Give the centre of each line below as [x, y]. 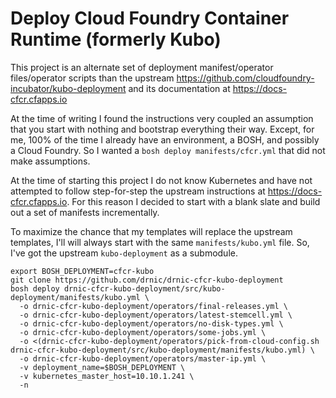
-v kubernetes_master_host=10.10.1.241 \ [107, 376]
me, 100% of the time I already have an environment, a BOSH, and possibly [165, 139]
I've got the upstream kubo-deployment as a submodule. [124, 253]
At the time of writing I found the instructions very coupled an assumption [162, 118]
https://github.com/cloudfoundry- [245, 78]
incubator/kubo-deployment [68, 88]
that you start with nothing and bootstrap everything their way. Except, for [162, 129]
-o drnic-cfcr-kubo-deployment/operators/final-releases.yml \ [153, 306]
